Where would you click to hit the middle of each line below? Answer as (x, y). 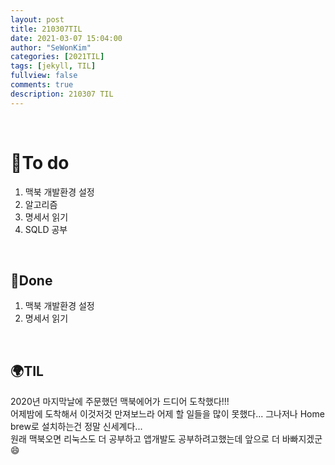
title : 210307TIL (46, 29)
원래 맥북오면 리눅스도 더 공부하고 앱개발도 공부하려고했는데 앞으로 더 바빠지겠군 (166, 439)
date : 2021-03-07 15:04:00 (66, 38)
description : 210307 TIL (62, 94)
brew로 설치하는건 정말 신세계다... (76, 427)
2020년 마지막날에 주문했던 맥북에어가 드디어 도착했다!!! (120, 402)
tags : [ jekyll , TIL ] (53, 66)
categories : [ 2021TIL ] (57, 57)
